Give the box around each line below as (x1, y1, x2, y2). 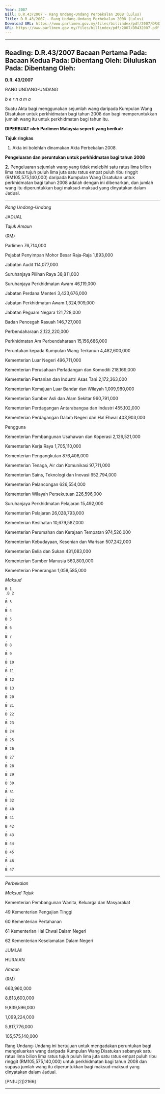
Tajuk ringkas (5, 135, 33, 141)
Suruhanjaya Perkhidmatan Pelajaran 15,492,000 (5, 500, 104, 506)
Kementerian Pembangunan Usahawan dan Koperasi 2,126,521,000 (5, 434, 141, 439)
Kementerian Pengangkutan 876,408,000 (5, 452, 89, 459)
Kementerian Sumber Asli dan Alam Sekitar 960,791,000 (5, 395, 119, 401)
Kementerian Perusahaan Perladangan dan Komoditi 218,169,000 (5, 366, 136, 372)
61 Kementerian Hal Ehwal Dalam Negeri (5, 928, 87, 934)
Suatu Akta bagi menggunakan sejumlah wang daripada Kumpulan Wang (5, 106, 153, 111)
